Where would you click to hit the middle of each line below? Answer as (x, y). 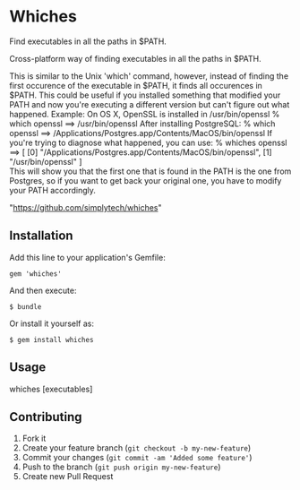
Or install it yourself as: (51, 323)
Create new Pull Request (68, 477)
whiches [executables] (51, 389)
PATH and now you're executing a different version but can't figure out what (150, 104)
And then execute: (43, 290)
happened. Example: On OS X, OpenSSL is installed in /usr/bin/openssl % (145, 114)
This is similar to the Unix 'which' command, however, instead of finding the (149, 76)
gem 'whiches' (36, 274)
